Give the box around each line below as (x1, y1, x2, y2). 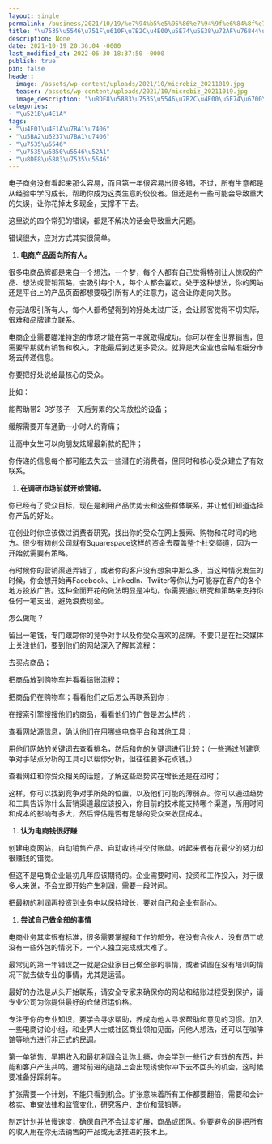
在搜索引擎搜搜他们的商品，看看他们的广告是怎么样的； (8, 709, 193, 719)
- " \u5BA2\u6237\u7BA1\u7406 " (8, 132, 111, 140)
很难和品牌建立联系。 (8, 315, 79, 325)
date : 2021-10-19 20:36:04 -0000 (8, 42, 121, 50)
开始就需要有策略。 (8, 548, 73, 558)
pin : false (8, 65, 45, 73)
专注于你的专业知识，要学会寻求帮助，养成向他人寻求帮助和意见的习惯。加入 (8, 1014, 264, 1024)
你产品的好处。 (8, 511, 58, 521)
